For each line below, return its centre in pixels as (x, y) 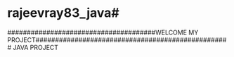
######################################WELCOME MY (103, 32)
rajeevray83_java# (63, 13)
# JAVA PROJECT (33, 47)
